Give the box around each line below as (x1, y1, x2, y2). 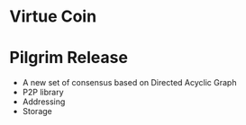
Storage (22, 106, 52, 117)
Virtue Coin (9, 6, 97, 27)
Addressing (22, 96, 66, 107)
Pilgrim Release (9, 48, 129, 68)
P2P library (22, 87, 64, 98)
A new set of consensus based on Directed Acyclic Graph (22, 77, 237, 88)
